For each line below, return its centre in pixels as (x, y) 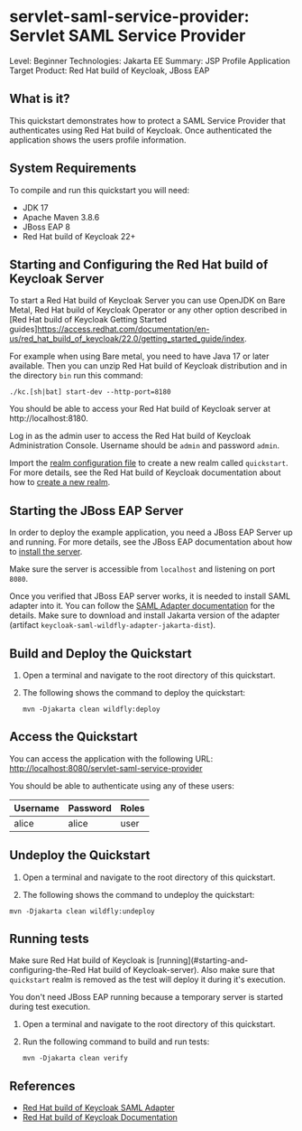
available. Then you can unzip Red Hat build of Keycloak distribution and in (148, 366)
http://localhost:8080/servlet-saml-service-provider (106, 768)
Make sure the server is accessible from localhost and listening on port (142, 569)
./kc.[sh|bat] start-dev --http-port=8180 (90, 392)
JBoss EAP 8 (46, 227)
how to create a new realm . (60, 482)
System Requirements (73, 168)
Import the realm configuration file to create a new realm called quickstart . (149, 463)
